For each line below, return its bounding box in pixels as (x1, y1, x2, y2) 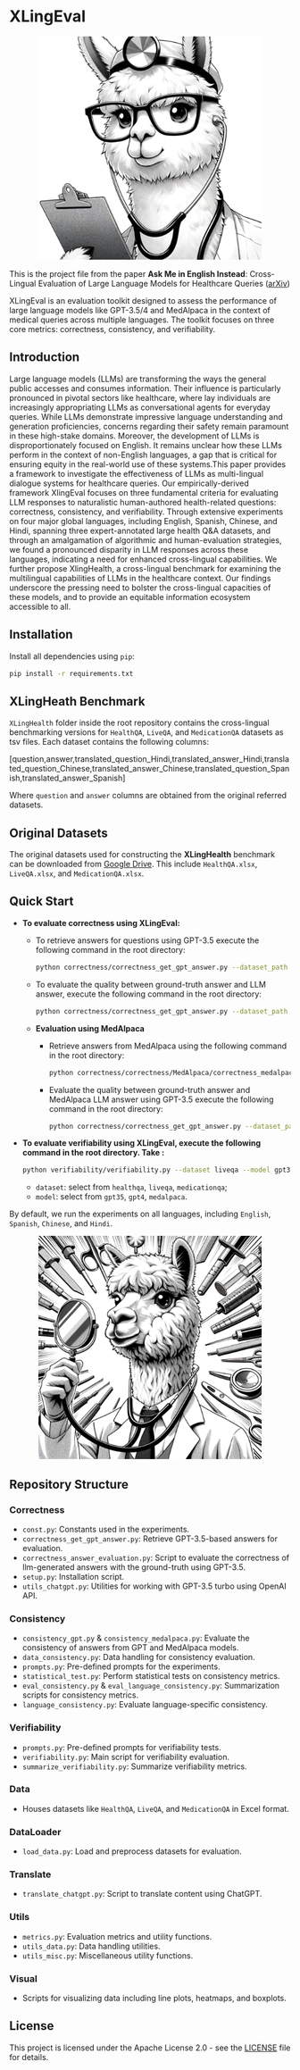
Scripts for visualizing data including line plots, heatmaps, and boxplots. (21, 1993, 287, 2004)
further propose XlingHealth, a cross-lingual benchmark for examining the (9, 563, 281, 573)
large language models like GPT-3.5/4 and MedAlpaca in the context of (9, 305, 271, 315)
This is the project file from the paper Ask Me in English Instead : (9, 268, 248, 279)
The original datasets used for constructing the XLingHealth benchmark (9, 849, 276, 860)
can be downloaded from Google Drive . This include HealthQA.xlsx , (9, 859, 258, 870)
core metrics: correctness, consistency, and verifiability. (9, 323, 216, 334)
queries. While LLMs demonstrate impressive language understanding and (9, 411, 283, 422)
